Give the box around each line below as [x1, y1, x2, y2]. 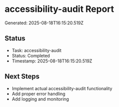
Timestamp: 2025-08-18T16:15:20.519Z [11, 58, 93, 64]
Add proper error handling [11, 91, 65, 97]
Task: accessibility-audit [11, 47, 61, 53]
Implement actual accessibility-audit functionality [11, 85, 113, 91]
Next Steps [4, 72, 40, 81]
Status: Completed [11, 53, 50, 58]
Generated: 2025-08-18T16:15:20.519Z [4, 20, 84, 26]
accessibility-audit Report [4, 3, 115, 15]
